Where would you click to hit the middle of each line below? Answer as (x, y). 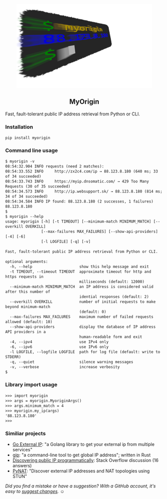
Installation (19, 127)
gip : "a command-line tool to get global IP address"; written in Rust (81, 455)
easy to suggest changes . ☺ (35, 491)
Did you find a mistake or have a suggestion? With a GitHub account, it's (80, 486)
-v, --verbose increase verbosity (65, 367)
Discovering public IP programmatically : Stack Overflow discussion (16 (86, 460)
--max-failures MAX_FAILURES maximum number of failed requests (82, 317)
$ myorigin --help (24, 217)
